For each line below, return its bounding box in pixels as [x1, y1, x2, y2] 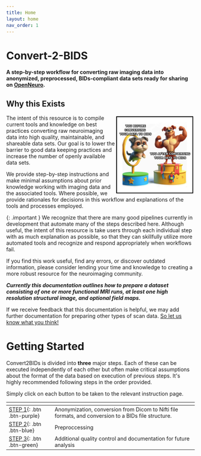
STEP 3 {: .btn [8, 435, 42, 442]
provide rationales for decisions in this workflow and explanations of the [6, 196, 184, 203]
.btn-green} [8, 442, 38, 449]
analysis [54, 442, 75, 449]
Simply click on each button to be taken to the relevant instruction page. [6, 390, 184, 397]
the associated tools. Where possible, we [6, 190, 108, 197]
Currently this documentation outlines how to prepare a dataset [6, 282, 169, 289]
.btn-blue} [8, 427, 35, 434]
